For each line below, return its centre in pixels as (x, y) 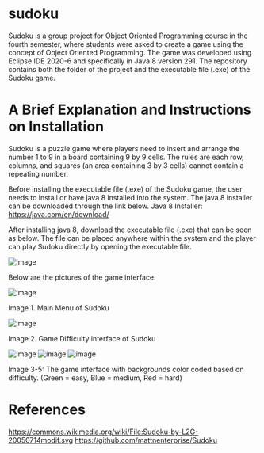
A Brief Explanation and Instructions (130, 110)
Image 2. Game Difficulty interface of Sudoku (82, 338)
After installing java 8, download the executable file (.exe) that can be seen (130, 230)
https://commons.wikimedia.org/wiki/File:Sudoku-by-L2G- (103, 432)
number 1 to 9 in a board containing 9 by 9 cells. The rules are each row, (126, 157)
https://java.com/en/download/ (59, 214)
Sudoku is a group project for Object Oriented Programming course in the (128, 36)
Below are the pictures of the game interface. (82, 277)
